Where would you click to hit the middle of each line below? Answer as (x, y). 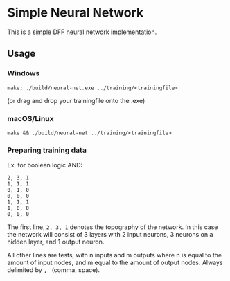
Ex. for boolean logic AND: (45, 165)
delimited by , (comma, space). (54, 270)
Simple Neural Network (76, 13)
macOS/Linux (30, 118)
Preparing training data (47, 150)
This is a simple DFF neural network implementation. (82, 32)
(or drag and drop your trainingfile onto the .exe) (76, 100)
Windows (24, 73)
